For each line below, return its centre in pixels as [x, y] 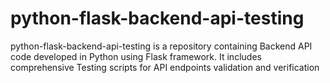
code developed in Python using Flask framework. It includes [136, 56]
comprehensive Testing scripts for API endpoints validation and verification [165, 67]
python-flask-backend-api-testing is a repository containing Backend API [161, 46]
